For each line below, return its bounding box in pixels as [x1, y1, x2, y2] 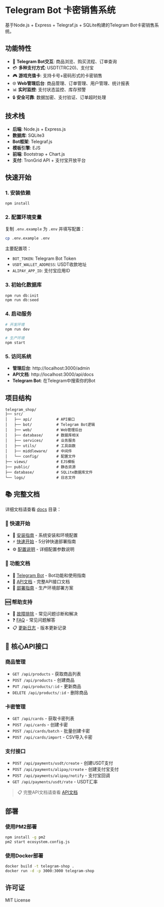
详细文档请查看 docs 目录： [5, 507, 62, 513]
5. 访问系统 [5, 353, 32, 360]
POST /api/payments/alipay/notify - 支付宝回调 [12, 772, 110, 778]
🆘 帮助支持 [5, 598, 33, 605]
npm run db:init [5, 293, 39, 298]
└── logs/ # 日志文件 [5, 475, 76, 480]
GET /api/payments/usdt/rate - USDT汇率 [12, 779, 98, 785]
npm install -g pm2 [5, 835, 46, 840]
